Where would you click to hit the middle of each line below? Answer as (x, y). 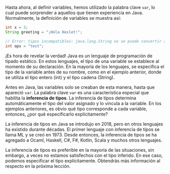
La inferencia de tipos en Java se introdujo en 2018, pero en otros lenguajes (84, 124)
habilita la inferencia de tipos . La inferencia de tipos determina (71, 98)
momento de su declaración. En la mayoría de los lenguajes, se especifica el (85, 66)
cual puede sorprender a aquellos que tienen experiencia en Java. (74, 13)
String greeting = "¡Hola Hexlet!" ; (44, 32)
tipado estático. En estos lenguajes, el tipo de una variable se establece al (82, 61)
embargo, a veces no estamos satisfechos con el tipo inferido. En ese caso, (84, 155)
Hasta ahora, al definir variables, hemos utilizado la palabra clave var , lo (80, 7)
